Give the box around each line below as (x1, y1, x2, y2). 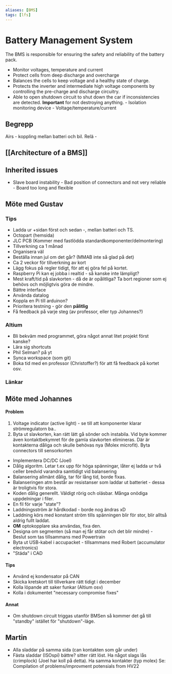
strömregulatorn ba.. (12, 426, 56, 432)
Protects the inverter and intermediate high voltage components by (12, 83, 155, 89)
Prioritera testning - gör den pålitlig (12, 303, 88, 310)
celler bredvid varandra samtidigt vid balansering (12, 468, 117, 474)
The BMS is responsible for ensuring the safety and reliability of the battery (5, 51, 164, 57)
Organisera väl (12, 248, 44, 255)
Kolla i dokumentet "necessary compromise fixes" (12, 590, 119, 596)
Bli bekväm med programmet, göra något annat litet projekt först (12, 333, 149, 339)
